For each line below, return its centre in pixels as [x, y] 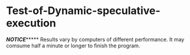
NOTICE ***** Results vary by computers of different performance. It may [95, 39]
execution [31, 23]
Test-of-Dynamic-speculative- [83, 11]
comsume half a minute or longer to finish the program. [73, 46]
